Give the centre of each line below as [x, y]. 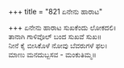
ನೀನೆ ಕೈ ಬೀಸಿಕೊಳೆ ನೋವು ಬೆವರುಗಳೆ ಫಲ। [58, 46]
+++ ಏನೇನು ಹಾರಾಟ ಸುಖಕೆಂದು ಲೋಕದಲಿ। [62, 28]
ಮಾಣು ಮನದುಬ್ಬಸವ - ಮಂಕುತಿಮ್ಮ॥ [52, 54]
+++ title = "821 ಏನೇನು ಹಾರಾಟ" [56, 12]
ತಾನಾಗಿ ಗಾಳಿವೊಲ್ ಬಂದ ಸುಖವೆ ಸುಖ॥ [55, 36]
